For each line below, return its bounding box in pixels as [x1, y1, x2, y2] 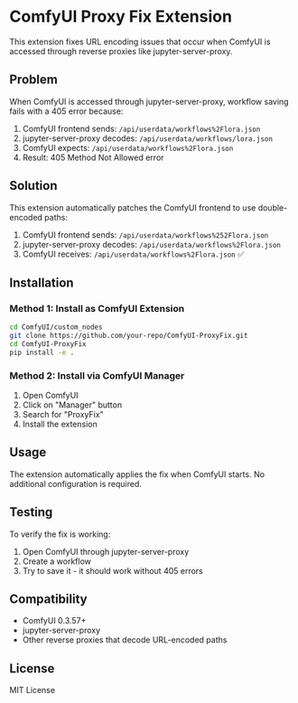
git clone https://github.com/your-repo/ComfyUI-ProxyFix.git [9, 332, 248, 341]
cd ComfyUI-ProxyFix [9, 340, 88, 349]
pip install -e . [9, 348, 75, 357]
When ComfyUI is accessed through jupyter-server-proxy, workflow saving [9, 96, 289, 107]
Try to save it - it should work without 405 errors [22, 565, 203, 576]
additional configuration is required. [9, 478, 142, 489]
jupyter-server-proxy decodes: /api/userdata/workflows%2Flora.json [22, 239, 282, 249]
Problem [9, 72, 59, 88]
